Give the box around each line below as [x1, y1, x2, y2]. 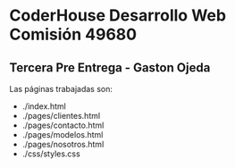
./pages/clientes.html [21, 111, 101, 121]
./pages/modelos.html [21, 130, 104, 139]
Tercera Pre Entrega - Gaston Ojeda [9, 60, 211, 75]
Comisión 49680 [9, 24, 137, 45]
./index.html [21, 101, 67, 112]
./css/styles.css [21, 148, 80, 159]
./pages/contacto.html [21, 120, 105, 130]
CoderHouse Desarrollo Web [9, 5, 226, 26]
